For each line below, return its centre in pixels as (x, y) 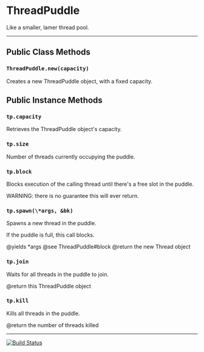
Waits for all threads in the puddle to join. (58, 274)
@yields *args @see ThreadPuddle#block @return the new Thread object (99, 247)
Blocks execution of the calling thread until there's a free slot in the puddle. (100, 184)
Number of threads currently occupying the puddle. (71, 157)
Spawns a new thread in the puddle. (51, 223)
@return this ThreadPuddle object (49, 286)
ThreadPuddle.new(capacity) (48, 69)
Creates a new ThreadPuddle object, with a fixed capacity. (80, 81)
